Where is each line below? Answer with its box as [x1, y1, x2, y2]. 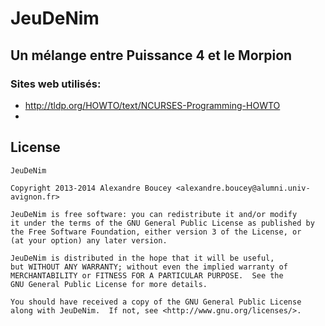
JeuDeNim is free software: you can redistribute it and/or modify [10, 209, 298, 219]
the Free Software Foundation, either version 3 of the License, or [10, 227, 302, 237]
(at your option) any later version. [10, 235, 168, 246]
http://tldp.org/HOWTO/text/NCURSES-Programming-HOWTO [24, 99, 281, 111]
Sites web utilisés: [10, 77, 102, 91]
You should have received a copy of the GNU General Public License [10, 297, 302, 307]
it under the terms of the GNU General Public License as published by [10, 218, 315, 228]
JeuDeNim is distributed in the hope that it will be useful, [10, 253, 275, 263]
